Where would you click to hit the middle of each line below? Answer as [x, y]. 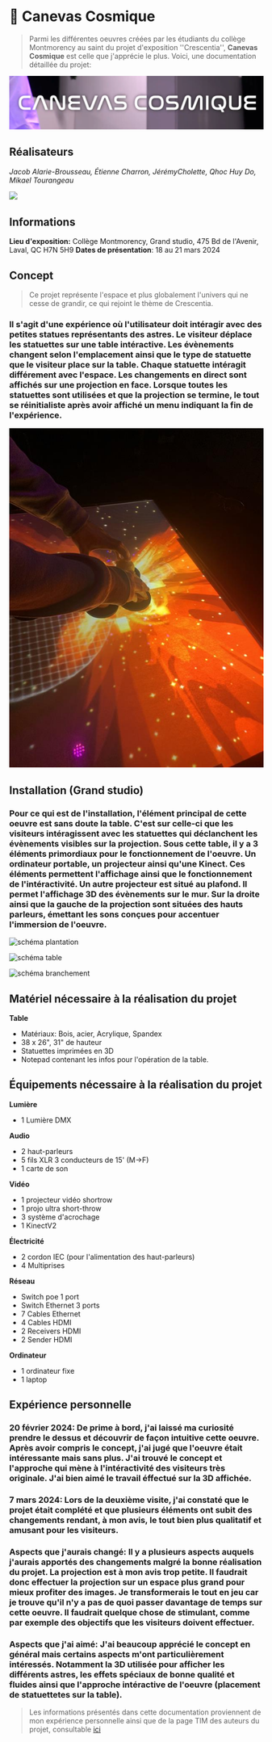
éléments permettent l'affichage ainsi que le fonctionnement [131, 874]
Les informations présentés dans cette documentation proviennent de [145, 1712]
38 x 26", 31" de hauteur [61, 1042]
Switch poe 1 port [50, 1296]
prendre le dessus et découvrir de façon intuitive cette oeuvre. [134, 1438]
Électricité [27, 1241]
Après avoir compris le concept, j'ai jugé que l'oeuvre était [126, 1448]
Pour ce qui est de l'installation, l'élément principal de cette [128, 813]
